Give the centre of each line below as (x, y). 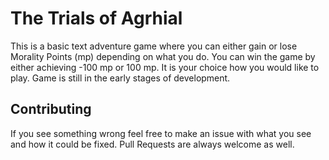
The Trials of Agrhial (96, 18)
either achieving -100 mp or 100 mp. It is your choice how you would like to (165, 67)
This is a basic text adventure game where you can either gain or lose (154, 46)
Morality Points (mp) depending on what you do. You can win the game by (163, 56)
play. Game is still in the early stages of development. (120, 78)
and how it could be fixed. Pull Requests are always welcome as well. (152, 144)
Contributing (51, 109)
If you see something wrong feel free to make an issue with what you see (161, 133)
